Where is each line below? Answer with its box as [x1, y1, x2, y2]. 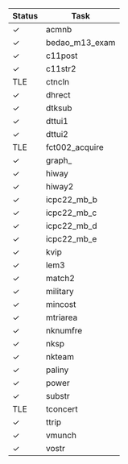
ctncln [45, 77, 70, 87]
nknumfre [45, 325, 83, 336]
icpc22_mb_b [45, 194, 98, 205]
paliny [45, 364, 69, 375]
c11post [45, 50, 78, 61]
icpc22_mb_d [45, 221, 97, 231]
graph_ [45, 155, 72, 166]
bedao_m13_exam [45, 37, 116, 48]
